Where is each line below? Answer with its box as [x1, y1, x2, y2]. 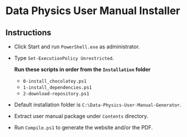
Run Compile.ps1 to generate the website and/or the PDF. [14, 124, 153, 131]
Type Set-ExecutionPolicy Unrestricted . [14, 55, 114, 61]
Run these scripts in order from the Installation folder [14, 66, 151, 73]
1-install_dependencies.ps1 [22, 85, 92, 91]
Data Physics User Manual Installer [5, 4, 181, 18]
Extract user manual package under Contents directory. [14, 113, 149, 119]
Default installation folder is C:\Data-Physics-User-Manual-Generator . [14, 101, 182, 108]
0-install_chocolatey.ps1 [22, 78, 87, 84]
